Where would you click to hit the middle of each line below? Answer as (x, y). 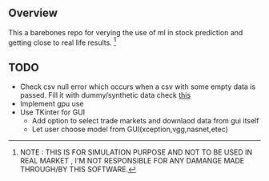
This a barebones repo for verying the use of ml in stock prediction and (126, 32)
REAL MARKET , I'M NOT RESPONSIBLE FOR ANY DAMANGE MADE (132, 161)
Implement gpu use (52, 104)
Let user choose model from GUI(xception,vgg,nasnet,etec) (130, 129)
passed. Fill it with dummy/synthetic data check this (105, 95)
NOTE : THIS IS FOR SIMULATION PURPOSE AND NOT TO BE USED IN (136, 152)
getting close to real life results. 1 (62, 42)
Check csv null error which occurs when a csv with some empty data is (138, 86)
